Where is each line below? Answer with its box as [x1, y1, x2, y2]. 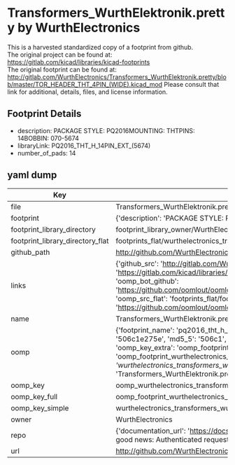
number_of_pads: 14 [17, 148, 76, 157]
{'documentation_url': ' [115, 426, 190, 436]
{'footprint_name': [115, 325, 175, 335]
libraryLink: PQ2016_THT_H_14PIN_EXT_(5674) [17, 141, 151, 150]
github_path [10, 247, 50, 257]
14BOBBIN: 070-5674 [17, 134, 79, 142]
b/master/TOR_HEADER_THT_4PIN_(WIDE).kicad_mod [7, 80, 163, 88]
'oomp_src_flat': [115, 293, 168, 303]
